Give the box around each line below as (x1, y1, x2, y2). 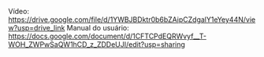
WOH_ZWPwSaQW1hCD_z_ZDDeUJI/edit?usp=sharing (8, 40, 185, 49)
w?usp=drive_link (8, 23, 65, 32)
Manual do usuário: (66, 23, 129, 32)
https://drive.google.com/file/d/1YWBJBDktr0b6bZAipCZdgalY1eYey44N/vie (8, 15, 256, 24)
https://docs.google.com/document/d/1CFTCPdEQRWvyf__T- (8, 31, 207, 41)
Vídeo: (8, 7, 30, 16)
